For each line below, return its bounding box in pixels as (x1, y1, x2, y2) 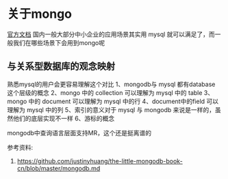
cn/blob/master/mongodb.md (16, 164, 101, 172)
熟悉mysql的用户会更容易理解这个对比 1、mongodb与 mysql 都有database (7, 80, 216, 88)
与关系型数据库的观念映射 (7, 61, 115, 72)
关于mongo (7, 6, 73, 22)
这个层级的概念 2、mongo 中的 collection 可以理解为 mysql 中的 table (7, 88, 203, 96)
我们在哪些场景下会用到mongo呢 (12, 38, 105, 46)
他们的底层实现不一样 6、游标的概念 (12, 114, 115, 122)
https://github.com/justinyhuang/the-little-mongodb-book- (16, 156, 183, 165)
